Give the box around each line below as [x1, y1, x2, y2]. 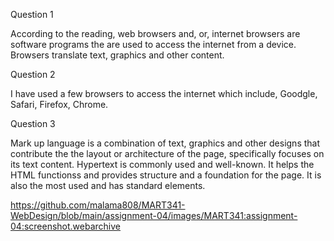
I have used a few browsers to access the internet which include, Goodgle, [10, 88, 318, 99]
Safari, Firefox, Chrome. [10, 99, 109, 110]
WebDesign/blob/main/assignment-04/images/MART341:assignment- [10, 210, 298, 221]
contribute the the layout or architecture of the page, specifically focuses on [10, 148, 325, 159]
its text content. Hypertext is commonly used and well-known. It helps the [10, 159, 315, 170]
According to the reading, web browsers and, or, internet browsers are [10, 28, 301, 39]
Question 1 [10, 9, 54, 20]
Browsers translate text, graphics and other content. [10, 49, 225, 61]
